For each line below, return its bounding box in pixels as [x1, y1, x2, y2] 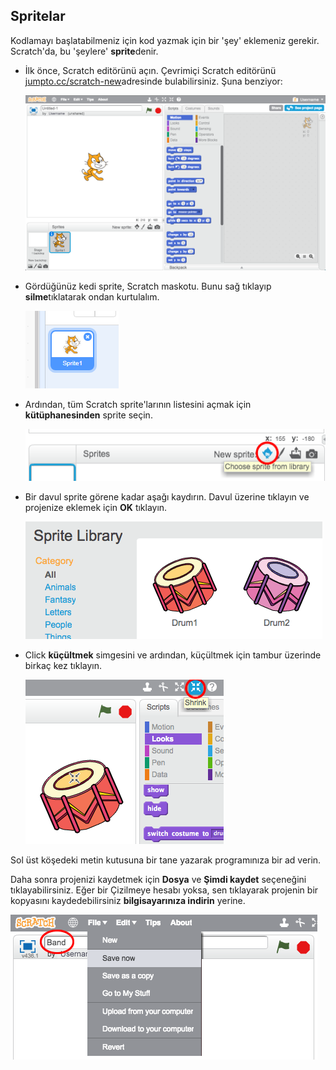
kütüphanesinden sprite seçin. [24, 409, 153, 421]
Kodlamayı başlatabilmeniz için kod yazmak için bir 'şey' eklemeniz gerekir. [10, 34, 320, 46]
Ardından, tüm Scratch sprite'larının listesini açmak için [24, 399, 252, 411]
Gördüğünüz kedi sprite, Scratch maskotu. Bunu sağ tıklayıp [24, 280, 272, 293]
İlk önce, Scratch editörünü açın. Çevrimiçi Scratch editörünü [24, 64, 277, 76]
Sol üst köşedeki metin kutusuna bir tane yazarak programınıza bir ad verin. [10, 854, 322, 866]
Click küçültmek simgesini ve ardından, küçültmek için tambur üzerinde [24, 649, 322, 661]
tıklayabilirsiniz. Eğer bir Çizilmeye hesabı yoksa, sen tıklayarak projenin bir [10, 884, 319, 896]
